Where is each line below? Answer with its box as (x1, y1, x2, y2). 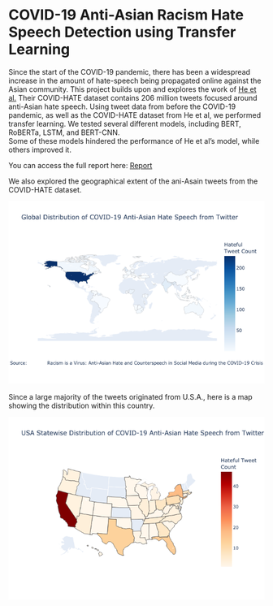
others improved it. (8, 145, 71, 154)
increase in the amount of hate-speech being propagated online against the (8, 76, 262, 85)
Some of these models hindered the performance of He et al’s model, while (8, 136, 260, 145)
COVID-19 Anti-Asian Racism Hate (8, 6, 244, 24)
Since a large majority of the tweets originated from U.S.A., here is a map (8, 392, 253, 401)
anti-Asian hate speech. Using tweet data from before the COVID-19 (8, 102, 236, 111)
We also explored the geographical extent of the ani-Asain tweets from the (8, 176, 258, 186)
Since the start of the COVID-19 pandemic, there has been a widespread (8, 67, 250, 76)
